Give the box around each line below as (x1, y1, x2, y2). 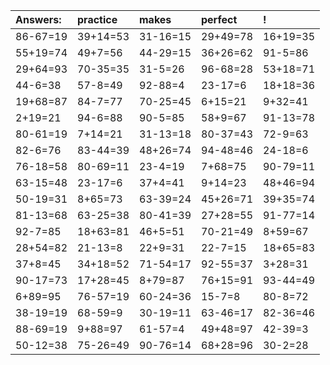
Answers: (15, 13, 62, 26)
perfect (201, 13, 238, 26)
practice (77, 13, 118, 26)
